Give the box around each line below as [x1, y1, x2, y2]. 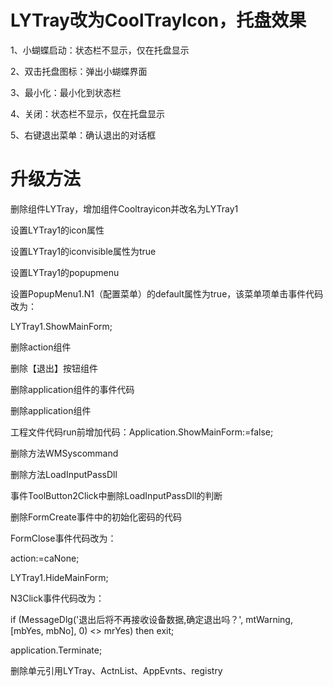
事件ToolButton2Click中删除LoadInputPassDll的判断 [10, 489, 223, 501]
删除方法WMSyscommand [10, 447, 119, 459]
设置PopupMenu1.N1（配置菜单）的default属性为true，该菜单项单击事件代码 [10, 287, 324, 300]
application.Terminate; [10, 644, 103, 656]
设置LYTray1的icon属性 [10, 224, 105, 236]
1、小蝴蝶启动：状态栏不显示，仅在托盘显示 [10, 44, 190, 56]
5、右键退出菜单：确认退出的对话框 [10, 129, 157, 141]
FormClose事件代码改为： [10, 532, 117, 544]
